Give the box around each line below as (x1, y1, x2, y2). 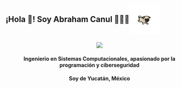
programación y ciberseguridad (59, 61, 140, 68)
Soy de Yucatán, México (68, 75, 130, 82)
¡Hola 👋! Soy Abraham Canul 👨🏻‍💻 (5, 14, 130, 24)
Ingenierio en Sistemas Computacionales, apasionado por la (23, 55, 176, 62)
